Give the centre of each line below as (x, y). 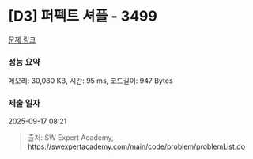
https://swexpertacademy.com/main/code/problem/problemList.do (136, 146)
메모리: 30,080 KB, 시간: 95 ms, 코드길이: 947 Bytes (91, 81)
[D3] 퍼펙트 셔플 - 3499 (83, 16)
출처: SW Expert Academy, (70, 137)
